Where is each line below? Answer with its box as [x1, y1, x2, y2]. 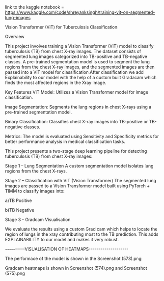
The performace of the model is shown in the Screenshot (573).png [5, 255, 141, 261]
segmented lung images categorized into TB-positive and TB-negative [5, 54, 147, 59]
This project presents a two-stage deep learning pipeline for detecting [5, 148, 147, 154]
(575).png [5, 270, 26, 276]
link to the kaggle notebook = [5, 4, 65, 10]
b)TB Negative [5, 207, 34, 213]
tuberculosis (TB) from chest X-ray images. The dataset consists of [5, 49, 141, 54]
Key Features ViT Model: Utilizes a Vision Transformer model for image [5, 89, 149, 95]
